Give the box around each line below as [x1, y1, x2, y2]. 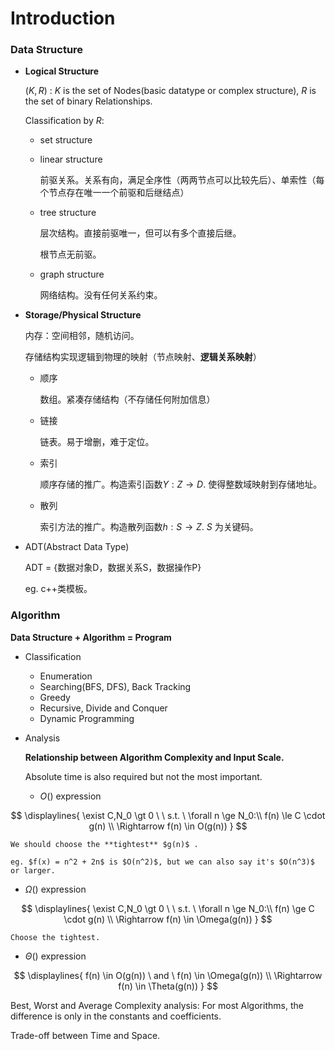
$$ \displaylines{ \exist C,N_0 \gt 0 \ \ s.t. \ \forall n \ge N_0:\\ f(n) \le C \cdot [10, 809, 326, 821]
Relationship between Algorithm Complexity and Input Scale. [24, 751, 285, 763]
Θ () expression [24, 950, 87, 962]
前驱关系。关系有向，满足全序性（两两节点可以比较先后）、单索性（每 [39, 174, 325, 186]
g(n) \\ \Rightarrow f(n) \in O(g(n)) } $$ [88, 820, 248, 832]
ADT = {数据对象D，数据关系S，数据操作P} [24, 562, 202, 574]
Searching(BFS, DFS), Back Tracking [39, 680, 192, 692]
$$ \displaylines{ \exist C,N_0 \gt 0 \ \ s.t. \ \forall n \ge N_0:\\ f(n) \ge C [21, 902, 315, 914]
